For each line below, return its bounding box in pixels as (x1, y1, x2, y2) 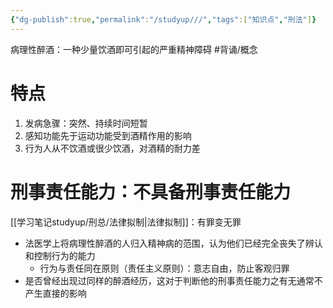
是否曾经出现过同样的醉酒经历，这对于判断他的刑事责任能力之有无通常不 (24, 274, 323, 286)
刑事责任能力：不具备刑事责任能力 (10, 181, 292, 203)
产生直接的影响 (24, 287, 87, 299)
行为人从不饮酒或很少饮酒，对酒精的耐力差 (24, 142, 201, 154)
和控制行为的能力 (24, 249, 96, 261)
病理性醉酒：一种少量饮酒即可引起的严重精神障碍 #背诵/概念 (10, 43, 258, 55)
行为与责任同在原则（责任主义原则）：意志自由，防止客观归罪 (39, 262, 290, 274)
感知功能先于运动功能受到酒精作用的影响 (24, 129, 192, 141)
